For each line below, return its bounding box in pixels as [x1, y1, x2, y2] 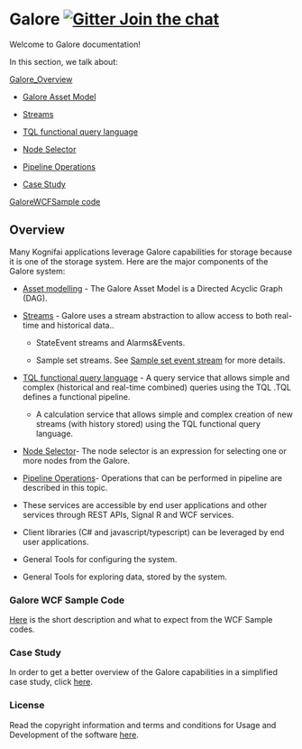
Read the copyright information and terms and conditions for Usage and [9, 719, 277, 730]
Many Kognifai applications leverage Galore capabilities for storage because [9, 246, 293, 257]
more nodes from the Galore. [22, 455, 131, 466]
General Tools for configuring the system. [22, 553, 178, 564]
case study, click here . [9, 677, 93, 688]
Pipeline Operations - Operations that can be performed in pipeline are [22, 472, 282, 483]
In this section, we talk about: [9, 56, 119, 67]
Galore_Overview [9, 73, 73, 85]
